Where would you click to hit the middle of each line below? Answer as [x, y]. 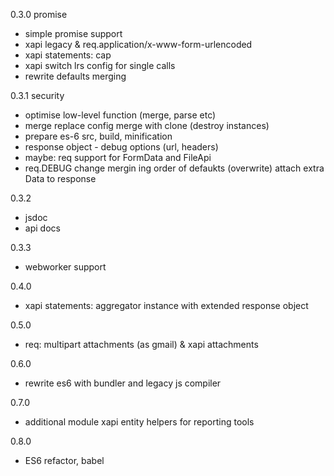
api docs [42, 228]
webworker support [65, 267]
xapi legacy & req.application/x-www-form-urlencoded [138, 44]
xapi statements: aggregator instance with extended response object [166, 305]
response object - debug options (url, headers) [121, 147]
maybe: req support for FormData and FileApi [118, 157]
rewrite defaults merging [75, 76]
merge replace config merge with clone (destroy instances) [147, 125]
